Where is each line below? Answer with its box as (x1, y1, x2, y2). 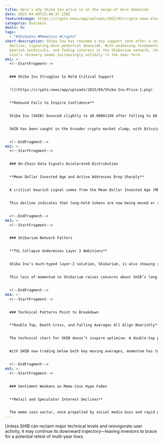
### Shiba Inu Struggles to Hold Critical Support (9, 74, 114, 79)
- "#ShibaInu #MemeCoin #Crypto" (9, 34, 77, 39)
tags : (5, 30, 16, 34)
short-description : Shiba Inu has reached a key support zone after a (5, 39, 151, 44)
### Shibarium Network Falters (9, 236, 73, 240)
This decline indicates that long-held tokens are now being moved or (9, 200, 155, 205)
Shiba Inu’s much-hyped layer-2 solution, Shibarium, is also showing (9, 262, 155, 267)
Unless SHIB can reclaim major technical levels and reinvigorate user (5, 423, 143, 429)
